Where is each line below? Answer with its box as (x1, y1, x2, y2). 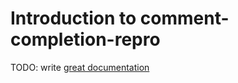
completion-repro (10, 28, 161, 51)
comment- (139, 7, 230, 30)
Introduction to (10, 7, 137, 30)
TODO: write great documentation (10, 61, 150, 73)
